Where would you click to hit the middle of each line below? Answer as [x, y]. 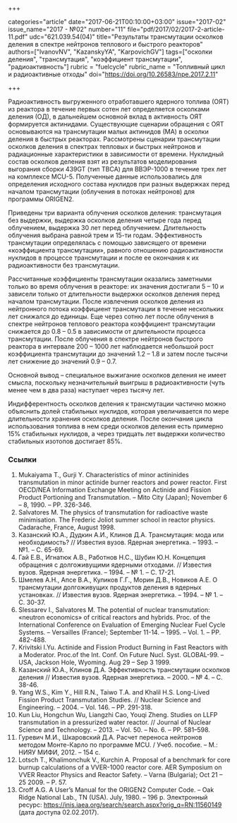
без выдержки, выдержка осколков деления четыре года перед [105, 220]
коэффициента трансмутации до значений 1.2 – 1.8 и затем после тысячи [118, 354]
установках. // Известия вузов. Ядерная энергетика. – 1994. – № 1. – [121, 595]
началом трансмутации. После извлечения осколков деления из [106, 301]
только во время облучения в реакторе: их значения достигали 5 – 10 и [116, 286]
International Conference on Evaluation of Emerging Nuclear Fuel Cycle [122, 625]
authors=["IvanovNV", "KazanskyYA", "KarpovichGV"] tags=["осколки [110, 52]
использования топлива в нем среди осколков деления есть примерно [116, 426]
